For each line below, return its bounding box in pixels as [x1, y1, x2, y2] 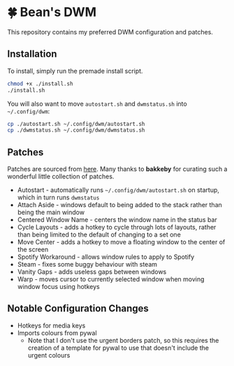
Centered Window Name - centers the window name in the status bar [17, 216, 218, 224]
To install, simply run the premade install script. [7, 66, 143, 75]
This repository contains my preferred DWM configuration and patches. [7, 27, 213, 36]
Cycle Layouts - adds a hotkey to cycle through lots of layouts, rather [17, 223, 217, 232]
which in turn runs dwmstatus [17, 193, 100, 202]
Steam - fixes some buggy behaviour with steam [17, 260, 158, 269]
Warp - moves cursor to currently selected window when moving [17, 275, 205, 283]
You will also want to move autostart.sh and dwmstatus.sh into [7, 99, 187, 108]
